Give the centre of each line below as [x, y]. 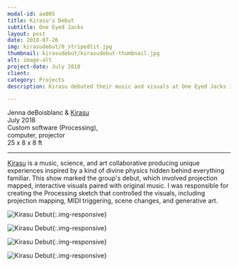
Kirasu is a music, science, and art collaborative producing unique [104, 163]
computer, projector [36, 135]
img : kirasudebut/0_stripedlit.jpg [60, 47]
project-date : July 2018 [44, 67]
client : [19, 73]
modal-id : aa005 [31, 14]
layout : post [27, 34]
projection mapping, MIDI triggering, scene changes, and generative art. [113, 201]
